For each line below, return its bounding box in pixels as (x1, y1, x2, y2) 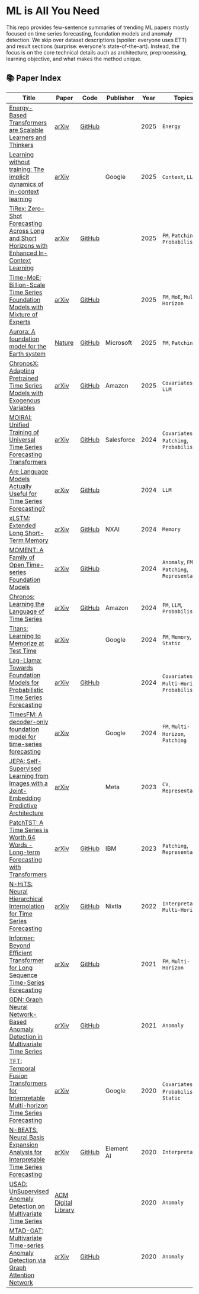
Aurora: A (9, 327, 36, 335)
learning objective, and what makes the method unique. (6, 55, 142, 62)
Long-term (9, 848, 40, 856)
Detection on (9, 1202, 45, 1210)
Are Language (9, 467, 49, 475)
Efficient (9, 949, 33, 957)
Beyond (9, 941, 31, 949)
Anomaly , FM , (162, 558, 195, 566)
